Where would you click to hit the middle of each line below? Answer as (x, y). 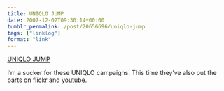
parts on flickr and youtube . (47, 80)
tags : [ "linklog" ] (34, 33)
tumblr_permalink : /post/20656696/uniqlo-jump (76, 26)
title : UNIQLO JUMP (36, 14)
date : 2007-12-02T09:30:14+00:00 (56, 20)
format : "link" (29, 40)
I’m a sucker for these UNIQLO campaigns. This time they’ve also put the (112, 73)
